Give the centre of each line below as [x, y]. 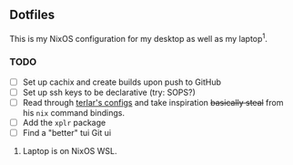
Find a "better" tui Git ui [67, 133]
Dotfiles [32, 15]
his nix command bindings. [74, 112]
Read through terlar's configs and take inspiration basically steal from [153, 102]
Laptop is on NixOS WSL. [70, 151]
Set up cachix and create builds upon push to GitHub [121, 82]
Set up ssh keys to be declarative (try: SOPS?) [109, 92]
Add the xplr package [64, 122]
